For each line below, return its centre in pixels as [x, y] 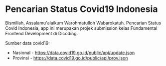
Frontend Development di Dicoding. [42, 33]
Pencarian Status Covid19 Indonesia [82, 9]
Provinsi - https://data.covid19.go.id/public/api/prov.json [70, 58]
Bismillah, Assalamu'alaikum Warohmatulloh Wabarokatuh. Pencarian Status [83, 23]
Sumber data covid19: [27, 43]
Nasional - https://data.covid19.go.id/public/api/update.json [74, 53]
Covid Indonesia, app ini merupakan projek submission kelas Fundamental [81, 28]
